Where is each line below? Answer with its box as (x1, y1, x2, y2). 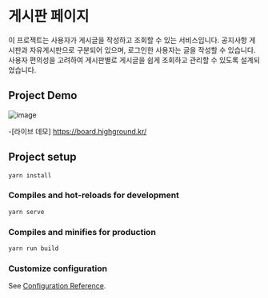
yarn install (8, 171, 52, 180)
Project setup (8, 150, 78, 164)
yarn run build (8, 244, 59, 252)
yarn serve (8, 208, 45, 216)
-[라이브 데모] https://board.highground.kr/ (8, 126, 147, 136)
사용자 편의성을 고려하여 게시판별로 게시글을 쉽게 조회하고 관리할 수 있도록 (8, 55, 239, 65)
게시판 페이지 (8, 7, 90, 26)
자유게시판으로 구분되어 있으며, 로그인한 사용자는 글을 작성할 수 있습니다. (29, 45, 256, 54)
